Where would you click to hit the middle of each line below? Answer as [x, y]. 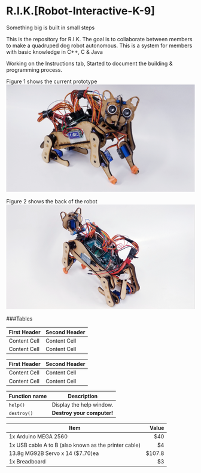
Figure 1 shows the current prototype [52, 81]
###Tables [19, 319]
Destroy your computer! [83, 413]
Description [83, 396]
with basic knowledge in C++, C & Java [55, 51]
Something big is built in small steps [51, 28]
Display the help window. [83, 404]
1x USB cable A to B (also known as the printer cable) [75, 445]
